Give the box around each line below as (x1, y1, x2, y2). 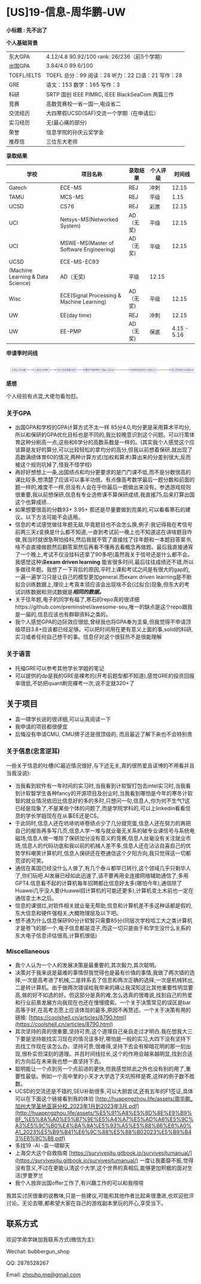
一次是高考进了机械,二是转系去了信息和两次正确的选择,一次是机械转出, (22, 976, 194, 983)
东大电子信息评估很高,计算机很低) (14, 932, 98, 939)
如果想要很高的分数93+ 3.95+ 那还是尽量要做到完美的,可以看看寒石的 (14, 506, 185, 513)
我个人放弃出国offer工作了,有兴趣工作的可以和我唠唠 (14, 1179, 144, 1186)
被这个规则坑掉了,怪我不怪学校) (14, 461, 92, 468)
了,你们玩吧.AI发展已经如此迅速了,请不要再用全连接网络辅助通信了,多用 (14, 872, 189, 879)
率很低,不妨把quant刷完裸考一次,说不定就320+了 (14, 679, 135, 686)
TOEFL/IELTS (8, 71, 41, 78)
